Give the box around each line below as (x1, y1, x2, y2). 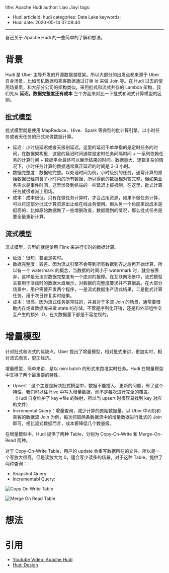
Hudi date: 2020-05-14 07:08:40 (12, 20, 80, 25)
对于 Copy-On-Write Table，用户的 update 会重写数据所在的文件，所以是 (5, 448, 156, 454)
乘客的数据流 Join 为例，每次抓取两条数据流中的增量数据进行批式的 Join (12, 414, 162, 420)
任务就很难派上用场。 (12, 188, 57, 194)
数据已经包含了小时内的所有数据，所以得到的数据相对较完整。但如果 (17, 176, 158, 182)
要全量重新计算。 (12, 213, 48, 220)
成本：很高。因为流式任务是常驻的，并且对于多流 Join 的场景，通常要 (12, 299, 156, 305)
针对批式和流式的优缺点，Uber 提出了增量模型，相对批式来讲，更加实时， (5, 348, 158, 354)
